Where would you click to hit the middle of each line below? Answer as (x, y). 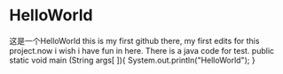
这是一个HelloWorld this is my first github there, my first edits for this (134, 41)
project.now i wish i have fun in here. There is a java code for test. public (142, 50)
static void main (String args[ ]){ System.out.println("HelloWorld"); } (132, 60)
